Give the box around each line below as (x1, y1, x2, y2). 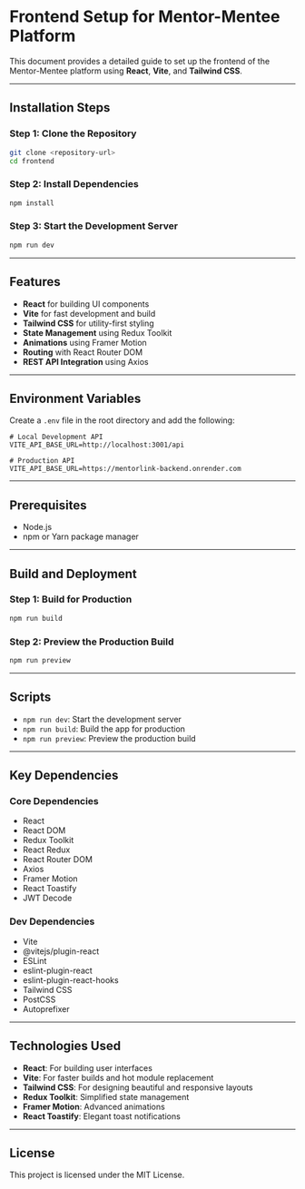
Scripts (9, 690, 52, 705)
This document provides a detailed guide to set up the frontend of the (9, 55, 271, 66)
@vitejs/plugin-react (22, 946, 100, 957)
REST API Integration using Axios (22, 356, 149, 367)
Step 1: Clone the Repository (9, 127, 137, 140)
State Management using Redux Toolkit (22, 327, 172, 338)
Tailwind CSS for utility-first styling (22, 318, 154, 329)
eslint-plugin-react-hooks (22, 974, 120, 986)
